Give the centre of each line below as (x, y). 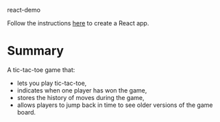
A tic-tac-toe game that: (41, 70)
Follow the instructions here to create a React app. (78, 23)
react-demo (24, 10)
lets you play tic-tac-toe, (52, 83)
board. (26, 112)
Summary (35, 51)
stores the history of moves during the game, (81, 97)
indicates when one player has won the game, (82, 90)
